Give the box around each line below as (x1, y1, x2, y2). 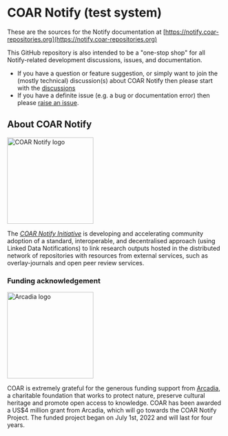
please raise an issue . (17, 98, 79, 106)
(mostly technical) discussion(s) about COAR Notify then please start (17, 76, 214, 84)
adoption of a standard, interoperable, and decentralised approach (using (7, 236, 216, 245)
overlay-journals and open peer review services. (7, 258, 145, 267)
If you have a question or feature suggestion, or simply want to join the (17, 69, 218, 77)
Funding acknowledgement (7, 276, 101, 285)
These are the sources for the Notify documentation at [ (7, 28, 166, 36)
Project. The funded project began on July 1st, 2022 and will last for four (7, 413, 213, 422)
